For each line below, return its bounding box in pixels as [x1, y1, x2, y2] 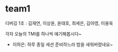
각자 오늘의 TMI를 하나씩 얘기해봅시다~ [5, 30, 81, 36]
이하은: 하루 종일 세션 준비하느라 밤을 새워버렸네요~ [12, 41, 113, 47]
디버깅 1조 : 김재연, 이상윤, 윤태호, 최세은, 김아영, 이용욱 [5, 20, 113, 26]
